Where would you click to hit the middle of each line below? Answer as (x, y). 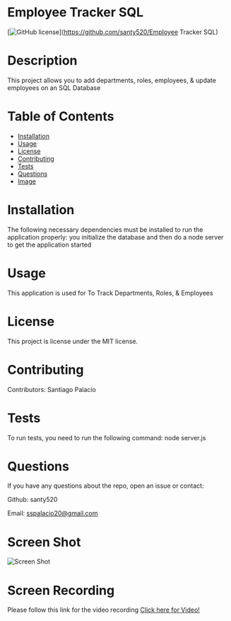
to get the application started (49, 245)
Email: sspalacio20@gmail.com (53, 513)
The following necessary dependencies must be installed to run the (105, 229)
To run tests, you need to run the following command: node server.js (107, 437)
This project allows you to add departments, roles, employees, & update (112, 80)
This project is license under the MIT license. (73, 341)
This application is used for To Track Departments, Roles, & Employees (110, 293)
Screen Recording (61, 590)
